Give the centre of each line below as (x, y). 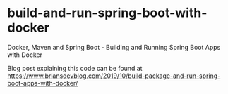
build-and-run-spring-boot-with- (107, 13)
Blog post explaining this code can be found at (75, 68)
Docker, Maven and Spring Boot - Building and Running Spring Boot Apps (114, 47)
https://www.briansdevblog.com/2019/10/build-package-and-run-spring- (114, 76)
